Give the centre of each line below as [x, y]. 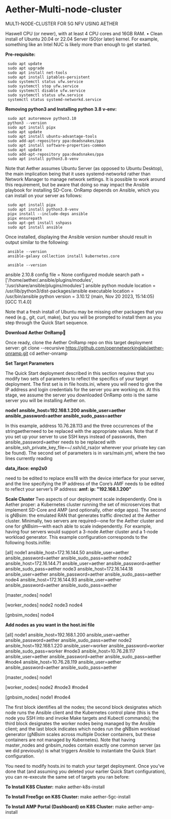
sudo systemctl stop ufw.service [43, 86]
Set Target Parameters [30, 363]
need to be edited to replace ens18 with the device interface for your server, [85, 478]
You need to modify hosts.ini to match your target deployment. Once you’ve [85, 766]
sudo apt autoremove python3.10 [42, 118]
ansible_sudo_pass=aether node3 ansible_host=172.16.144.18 [69, 569]
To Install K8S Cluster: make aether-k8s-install [55, 787]
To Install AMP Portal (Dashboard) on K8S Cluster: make [66, 806]
